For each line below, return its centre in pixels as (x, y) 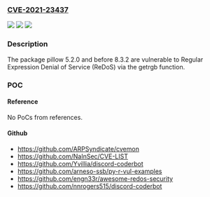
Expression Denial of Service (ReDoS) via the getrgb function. (96, 67)
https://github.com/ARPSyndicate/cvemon (78, 149)
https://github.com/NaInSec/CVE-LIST (72, 156)
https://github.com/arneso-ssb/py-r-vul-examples (90, 171)
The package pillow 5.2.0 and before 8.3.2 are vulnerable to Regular (105, 59)
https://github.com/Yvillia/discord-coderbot (80, 163)
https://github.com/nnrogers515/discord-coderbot (90, 186)
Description (28, 44)
